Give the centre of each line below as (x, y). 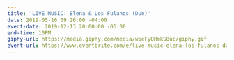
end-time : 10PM (29, 33)
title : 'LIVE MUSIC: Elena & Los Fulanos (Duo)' (79, 13)
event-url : (23, 46)
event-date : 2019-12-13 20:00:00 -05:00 (67, 26)
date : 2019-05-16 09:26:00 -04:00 (57, 20)
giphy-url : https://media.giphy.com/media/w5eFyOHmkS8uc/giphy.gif (107, 39)
